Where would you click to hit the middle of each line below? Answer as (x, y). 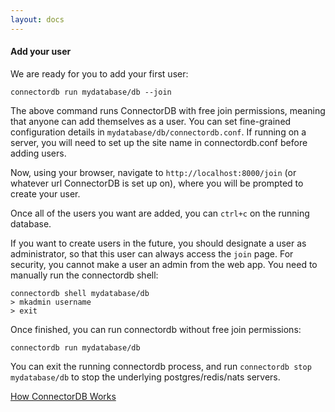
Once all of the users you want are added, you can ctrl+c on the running (160, 213)
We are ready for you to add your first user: (99, 73)
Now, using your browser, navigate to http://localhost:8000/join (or (153, 172)
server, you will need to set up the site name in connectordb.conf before (159, 142)
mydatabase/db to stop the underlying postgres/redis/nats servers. (145, 377)
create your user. (45, 193)
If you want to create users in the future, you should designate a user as (158, 243)
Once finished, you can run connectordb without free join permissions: (156, 329)
